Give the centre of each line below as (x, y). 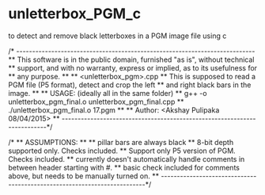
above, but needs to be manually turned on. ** (84, 176)
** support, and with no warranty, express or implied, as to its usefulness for (133, 67)
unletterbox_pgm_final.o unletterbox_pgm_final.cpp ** (96, 101)
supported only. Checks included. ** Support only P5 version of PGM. (122, 151)
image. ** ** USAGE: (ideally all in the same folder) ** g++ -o (108, 93)
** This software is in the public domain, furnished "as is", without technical (131, 59)
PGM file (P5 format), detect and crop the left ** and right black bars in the (130, 85)
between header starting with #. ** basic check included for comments (124, 167)
